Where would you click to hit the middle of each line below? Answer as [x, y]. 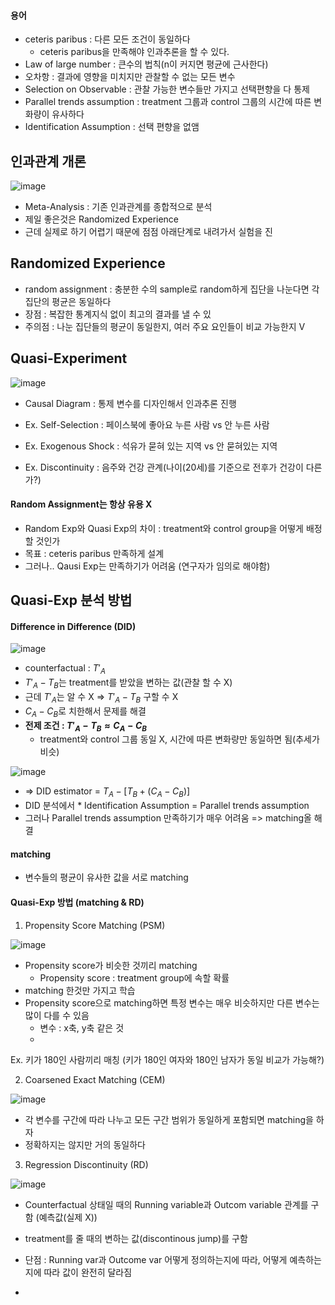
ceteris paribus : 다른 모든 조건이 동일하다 [107, 39]
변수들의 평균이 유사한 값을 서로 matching [106, 877]
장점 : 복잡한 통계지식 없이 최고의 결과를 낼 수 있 [118, 314]
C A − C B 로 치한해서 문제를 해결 [85, 712]
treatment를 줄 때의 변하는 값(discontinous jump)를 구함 [136, 1238]
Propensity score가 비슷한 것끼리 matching [111, 965]
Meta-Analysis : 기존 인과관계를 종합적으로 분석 [118, 207]
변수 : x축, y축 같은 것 [82, 1027]
